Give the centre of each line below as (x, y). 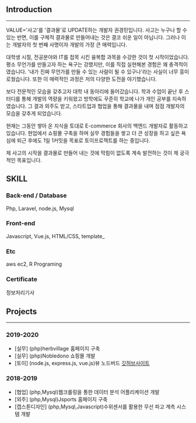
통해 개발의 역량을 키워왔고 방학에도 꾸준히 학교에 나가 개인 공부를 (96, 98)
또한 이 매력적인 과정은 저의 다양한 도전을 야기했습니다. (95, 79)
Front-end (21, 223)
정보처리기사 (20, 293)
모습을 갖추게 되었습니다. (34, 113)
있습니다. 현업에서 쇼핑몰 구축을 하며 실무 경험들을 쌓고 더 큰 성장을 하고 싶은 (93, 133)
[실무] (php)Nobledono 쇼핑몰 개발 (55, 356)
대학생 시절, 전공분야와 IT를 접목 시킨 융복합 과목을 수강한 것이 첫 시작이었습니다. (98, 57)
